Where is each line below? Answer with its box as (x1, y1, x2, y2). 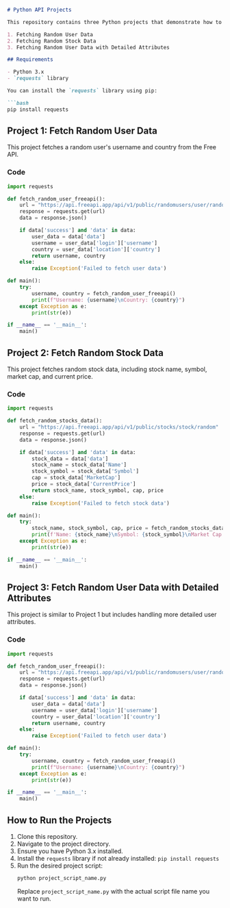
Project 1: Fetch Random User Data (7, 125, 157, 137)
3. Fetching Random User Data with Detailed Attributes (7, 44, 170, 51)
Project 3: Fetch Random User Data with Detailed (7, 581, 219, 593)
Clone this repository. (16, 833, 78, 841)
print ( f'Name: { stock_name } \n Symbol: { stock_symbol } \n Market (31, 531, 210, 538)
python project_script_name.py (16, 875, 107, 882)
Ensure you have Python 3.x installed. (16, 847, 123, 855)
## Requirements (7, 56, 53, 63)
